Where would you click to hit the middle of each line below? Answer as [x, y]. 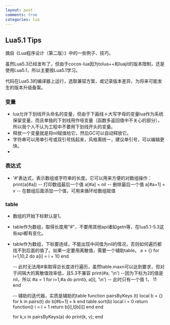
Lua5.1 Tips [23, 40]
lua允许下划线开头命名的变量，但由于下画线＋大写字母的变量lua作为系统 [88, 114]
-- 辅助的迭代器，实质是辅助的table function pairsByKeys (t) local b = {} [88, 296]
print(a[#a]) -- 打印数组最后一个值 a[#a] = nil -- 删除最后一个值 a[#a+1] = [89, 184]
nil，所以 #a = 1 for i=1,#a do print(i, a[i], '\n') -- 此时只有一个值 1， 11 [84, 280]
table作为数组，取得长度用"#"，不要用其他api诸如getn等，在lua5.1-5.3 [86, 227]
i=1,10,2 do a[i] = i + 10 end [41, 256]
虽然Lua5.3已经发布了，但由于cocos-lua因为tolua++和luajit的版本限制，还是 [85, 64]
